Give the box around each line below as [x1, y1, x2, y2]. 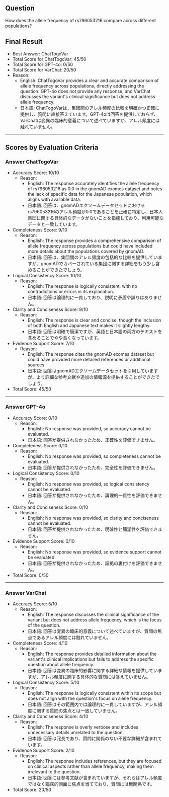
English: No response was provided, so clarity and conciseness [27, 515, 159, 521]
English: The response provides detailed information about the [27, 651, 157, 657]
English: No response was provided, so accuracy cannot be [27, 425, 151, 432]
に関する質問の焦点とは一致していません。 [32, 707, 120, 713]
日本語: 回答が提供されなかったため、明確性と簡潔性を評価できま [27, 526, 162, 532]
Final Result [5, 37, 43, 46]
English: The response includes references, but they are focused [27, 758, 162, 764]
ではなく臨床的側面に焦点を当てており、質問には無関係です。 [27, 781, 155, 787]
